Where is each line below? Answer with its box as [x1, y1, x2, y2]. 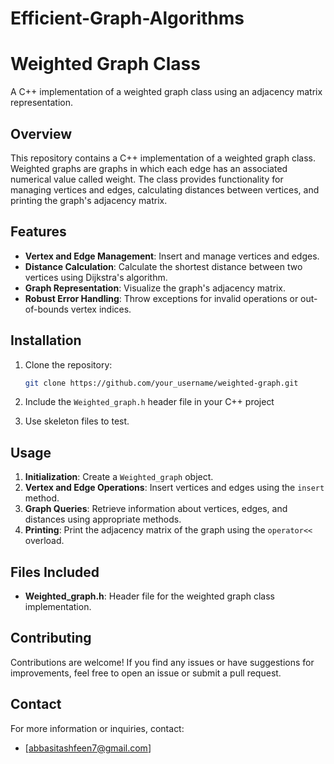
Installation [10, 332, 82, 349]
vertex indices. [70, 303, 132, 315]
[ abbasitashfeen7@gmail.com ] [24, 742, 152, 754]
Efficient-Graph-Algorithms [10, 7, 245, 30]
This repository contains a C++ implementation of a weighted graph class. [10, 152, 316, 164]
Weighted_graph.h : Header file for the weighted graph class [24, 590, 275, 602]
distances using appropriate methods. [24, 513, 182, 526]
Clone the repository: [24, 358, 113, 371]
